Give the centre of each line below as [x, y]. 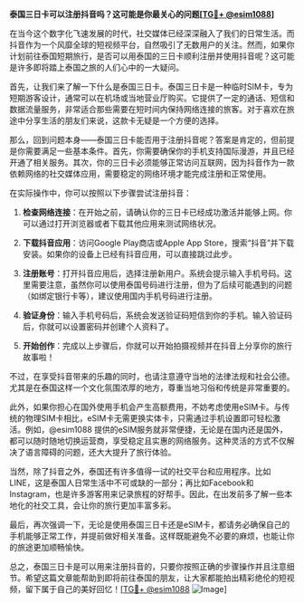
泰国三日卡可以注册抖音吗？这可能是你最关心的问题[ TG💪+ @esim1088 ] [142, 14]
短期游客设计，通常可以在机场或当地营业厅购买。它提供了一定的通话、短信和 [152, 98]
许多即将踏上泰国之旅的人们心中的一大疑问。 [100, 67]
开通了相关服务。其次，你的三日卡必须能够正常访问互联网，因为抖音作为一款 [152, 163]
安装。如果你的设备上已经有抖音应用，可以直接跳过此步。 [129, 254]
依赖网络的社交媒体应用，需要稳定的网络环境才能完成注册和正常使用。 [140, 174]
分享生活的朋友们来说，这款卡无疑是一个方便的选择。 [124, 120]
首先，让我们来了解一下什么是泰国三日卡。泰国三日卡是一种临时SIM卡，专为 [152, 86]
